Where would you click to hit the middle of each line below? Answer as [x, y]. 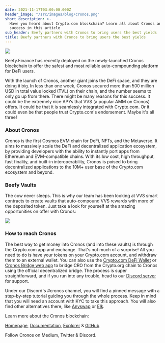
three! [11, 117]
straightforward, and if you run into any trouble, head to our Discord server [81, 276]
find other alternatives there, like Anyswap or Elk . [55, 306]
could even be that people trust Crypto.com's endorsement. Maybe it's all [80, 112]
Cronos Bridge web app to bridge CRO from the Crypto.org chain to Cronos [81, 265]
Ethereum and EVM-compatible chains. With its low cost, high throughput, [80, 156]
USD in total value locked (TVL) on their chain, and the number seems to [78, 91]
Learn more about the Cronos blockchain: [47, 316]
